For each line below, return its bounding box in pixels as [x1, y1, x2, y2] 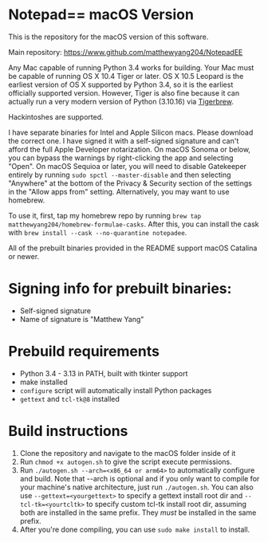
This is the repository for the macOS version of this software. [8, 32, 209, 41]
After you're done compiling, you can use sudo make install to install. [19, 524, 250, 534]
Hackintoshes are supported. [8, 112, 104, 121]
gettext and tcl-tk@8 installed [19, 394, 120, 403]
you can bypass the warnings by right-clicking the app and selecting [8, 153, 234, 163]
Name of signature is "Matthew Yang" [19, 314, 144, 324]
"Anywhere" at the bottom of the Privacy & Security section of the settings [8, 178, 253, 188]
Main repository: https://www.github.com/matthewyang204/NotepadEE [8, 47, 243, 57]
